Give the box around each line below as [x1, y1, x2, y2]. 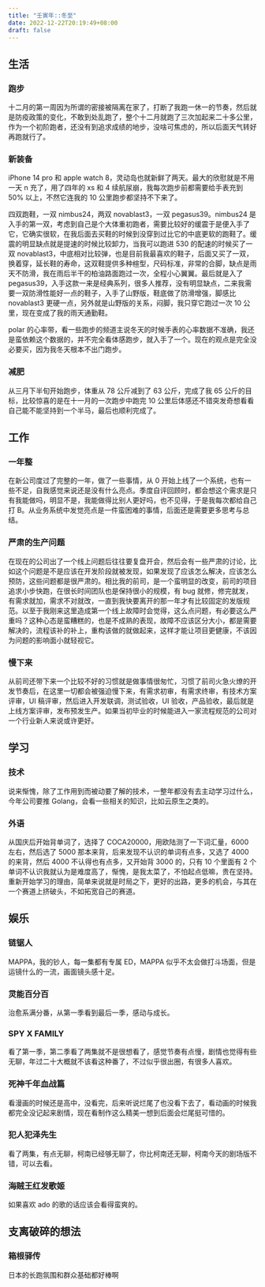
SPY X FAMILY [8, 1027, 65, 1038]
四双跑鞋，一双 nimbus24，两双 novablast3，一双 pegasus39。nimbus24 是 [8, 210, 256, 219]
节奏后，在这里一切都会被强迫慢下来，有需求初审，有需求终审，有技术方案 [14, 686, 257, 695]
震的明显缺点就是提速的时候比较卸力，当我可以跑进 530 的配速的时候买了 [8, 239, 246, 249]
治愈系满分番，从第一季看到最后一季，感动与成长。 [8, 1008, 174, 1017]
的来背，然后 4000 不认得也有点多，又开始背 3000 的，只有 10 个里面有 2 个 [8, 857, 257, 866]
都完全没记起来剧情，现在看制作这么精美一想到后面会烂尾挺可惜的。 [8, 1108, 230, 1117]
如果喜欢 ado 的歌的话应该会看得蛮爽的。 [8, 1200, 142, 1210]
